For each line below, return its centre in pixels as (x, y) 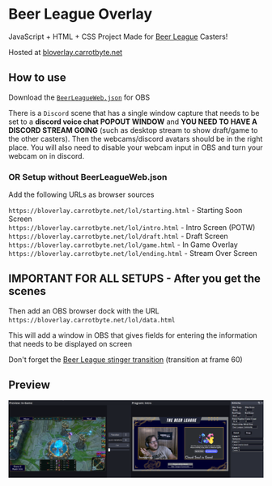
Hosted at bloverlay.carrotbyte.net (66, 52)
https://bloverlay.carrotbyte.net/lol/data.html (92, 320)
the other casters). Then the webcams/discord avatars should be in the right (136, 139)
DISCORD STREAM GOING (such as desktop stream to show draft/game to (133, 130)
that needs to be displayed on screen (70, 343)
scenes (27, 291)
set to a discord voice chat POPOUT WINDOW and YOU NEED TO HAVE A (133, 122)
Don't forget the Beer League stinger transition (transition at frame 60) (125, 359)
